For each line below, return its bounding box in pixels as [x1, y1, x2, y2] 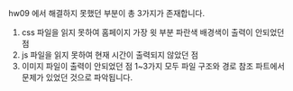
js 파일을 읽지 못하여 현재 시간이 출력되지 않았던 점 [21, 50, 199, 60]
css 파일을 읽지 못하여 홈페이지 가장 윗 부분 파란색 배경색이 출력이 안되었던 [21, 27, 285, 38]
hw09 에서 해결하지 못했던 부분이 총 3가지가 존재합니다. [8, 8, 205, 18]
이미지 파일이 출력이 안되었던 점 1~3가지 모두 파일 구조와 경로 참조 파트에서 [21, 61, 285, 71]
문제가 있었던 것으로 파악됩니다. [21, 72, 133, 83]
